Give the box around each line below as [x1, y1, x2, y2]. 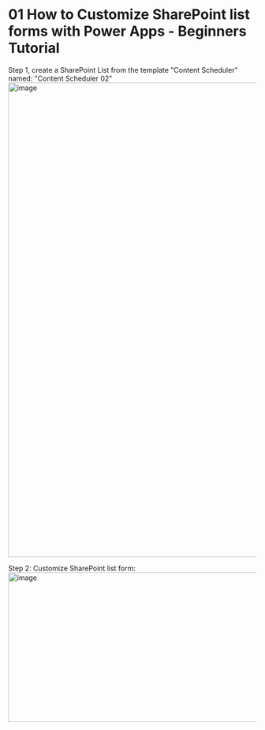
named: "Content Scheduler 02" [8, 73, 113, 83]
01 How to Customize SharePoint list [8, 6, 250, 24]
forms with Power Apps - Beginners [8, 22, 247, 40]
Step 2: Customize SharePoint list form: [8, 563, 136, 573]
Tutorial [8, 40, 61, 57]
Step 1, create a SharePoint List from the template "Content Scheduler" [8, 65, 238, 74]
